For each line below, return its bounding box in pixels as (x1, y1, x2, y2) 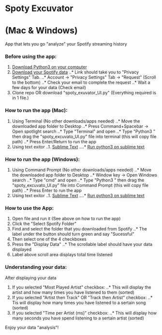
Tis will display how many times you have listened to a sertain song (12, 300, 146, 305)
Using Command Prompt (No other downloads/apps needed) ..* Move (12, 167, 151, 173)
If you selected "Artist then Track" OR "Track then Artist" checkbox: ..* (12, 294, 153, 300)
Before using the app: (5, 53, 57, 60)
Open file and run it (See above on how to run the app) (12, 216, 121, 222)
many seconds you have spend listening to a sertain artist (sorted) (12, 315, 144, 321)
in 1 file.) (12, 95, 29, 101)
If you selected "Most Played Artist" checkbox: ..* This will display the (12, 284, 151, 290)
